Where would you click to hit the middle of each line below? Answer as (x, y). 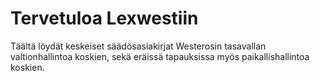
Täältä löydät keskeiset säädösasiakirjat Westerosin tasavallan (138, 46)
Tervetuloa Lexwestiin (104, 18)
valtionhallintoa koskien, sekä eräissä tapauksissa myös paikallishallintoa (160, 56)
